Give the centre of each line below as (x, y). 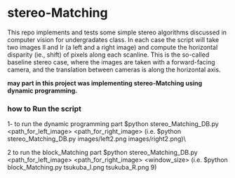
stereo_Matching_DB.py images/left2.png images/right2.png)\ (96, 139)
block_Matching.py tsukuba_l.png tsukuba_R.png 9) (82, 167)
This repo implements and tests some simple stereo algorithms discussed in (117, 32)
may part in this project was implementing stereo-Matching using (105, 83)
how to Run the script (45, 109)
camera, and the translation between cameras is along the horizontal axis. (114, 69)
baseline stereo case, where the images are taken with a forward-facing (111, 62)
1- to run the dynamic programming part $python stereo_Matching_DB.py (113, 124)
